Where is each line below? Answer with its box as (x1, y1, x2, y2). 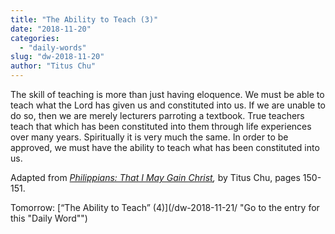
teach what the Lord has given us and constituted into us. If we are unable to (10, 99, 326, 111)
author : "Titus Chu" (10, 61, 97, 71)
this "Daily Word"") (10, 212, 88, 224)
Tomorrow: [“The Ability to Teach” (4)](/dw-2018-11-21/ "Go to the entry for (10, 202, 320, 213)
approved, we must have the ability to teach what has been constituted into (10, 142, 320, 153)
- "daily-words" (19, 42, 87, 53)
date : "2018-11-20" (10, 24, 92, 34)
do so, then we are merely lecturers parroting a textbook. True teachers (10, 110, 305, 121)
